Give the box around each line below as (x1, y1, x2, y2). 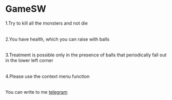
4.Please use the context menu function (5, 73, 90, 79)
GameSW (5, 3, 46, 15)
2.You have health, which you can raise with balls (5, 36, 109, 42)
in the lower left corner (5, 57, 54, 64)
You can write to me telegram (5, 89, 68, 95)
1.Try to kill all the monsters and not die (5, 20, 88, 26)
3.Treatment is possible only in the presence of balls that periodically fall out (5, 52, 167, 58)
